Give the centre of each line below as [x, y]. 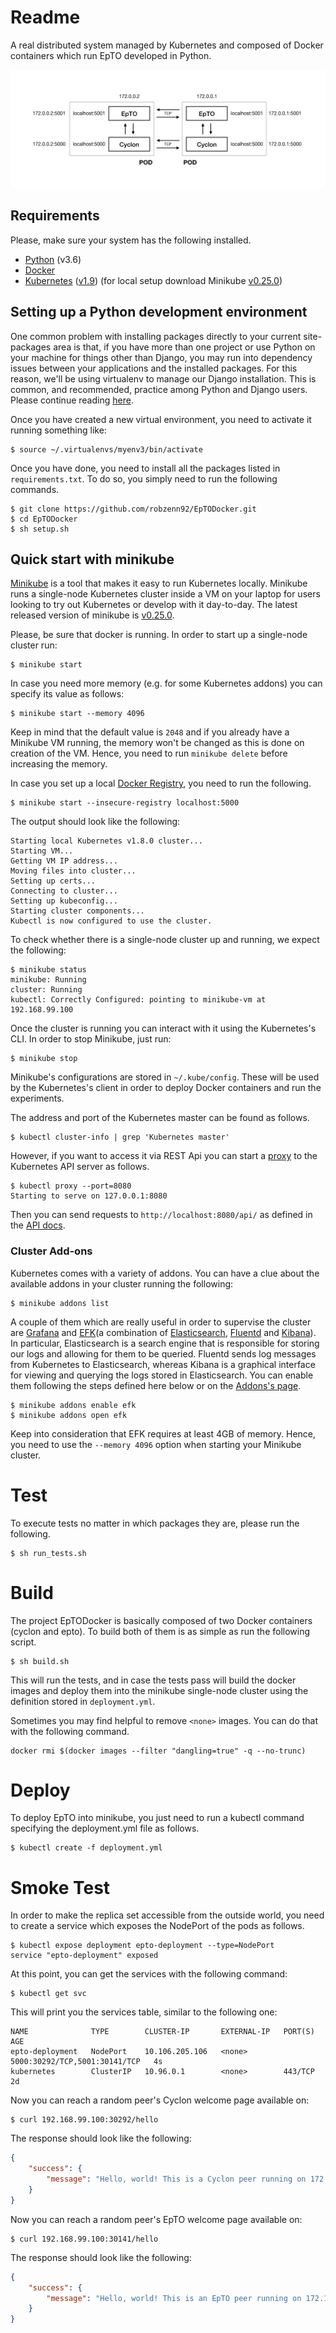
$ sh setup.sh [40, 529]
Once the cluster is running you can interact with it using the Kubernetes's [163, 1028]
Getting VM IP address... [64, 861]
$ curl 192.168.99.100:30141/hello [84, 2239]
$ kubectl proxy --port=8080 [71, 1186]
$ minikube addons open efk [69, 1415]
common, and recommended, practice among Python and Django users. [159, 389]
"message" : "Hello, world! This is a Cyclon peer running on [176, 2179]
